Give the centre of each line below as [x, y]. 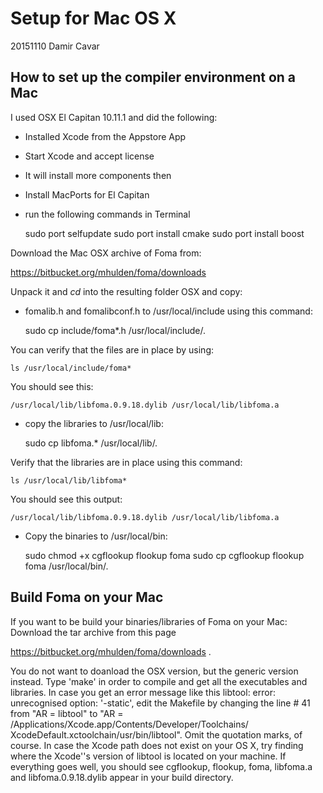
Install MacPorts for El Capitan [87, 194]
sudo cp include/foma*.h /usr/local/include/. [115, 330]
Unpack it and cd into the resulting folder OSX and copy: [126, 291]
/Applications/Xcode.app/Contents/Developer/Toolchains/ [129, 724]
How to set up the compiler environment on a [153, 77]
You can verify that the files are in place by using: [112, 349]
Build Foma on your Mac [87, 597]
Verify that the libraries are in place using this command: [126, 462]
